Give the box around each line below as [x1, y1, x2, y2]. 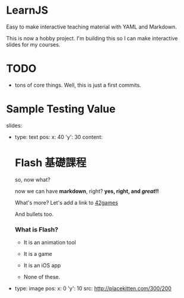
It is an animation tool [23, 239, 76, 246]
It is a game [23, 251, 52, 258]
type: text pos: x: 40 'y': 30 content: [14, 133, 103, 140]
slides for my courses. [6, 41, 61, 48]
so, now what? [14, 176, 50, 183]
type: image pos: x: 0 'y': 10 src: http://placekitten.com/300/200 [14, 285, 172, 292]
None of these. [23, 274, 61, 281]
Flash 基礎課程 [14, 156, 87, 169]
